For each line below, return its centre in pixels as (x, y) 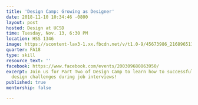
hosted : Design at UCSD (35, 28)
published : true (26, 83)
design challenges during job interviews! (64, 77)
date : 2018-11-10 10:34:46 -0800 (47, 17)
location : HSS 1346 (30, 39)
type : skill (21, 55)
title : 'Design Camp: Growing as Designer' (60, 11)
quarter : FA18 (24, 50)
